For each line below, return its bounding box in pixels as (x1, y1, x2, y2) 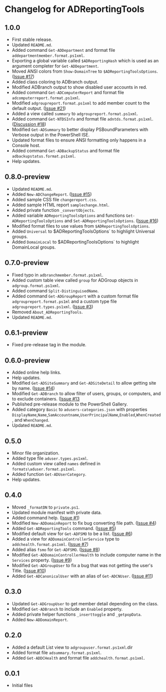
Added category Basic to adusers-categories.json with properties (11, 407, 148, 413)
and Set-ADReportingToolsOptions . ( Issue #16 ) (64, 218, 159, 224)
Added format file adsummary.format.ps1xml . (11, 649, 102, 656)
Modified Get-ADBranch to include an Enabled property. (11, 606, 123, 612)
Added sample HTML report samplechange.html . (11, 202, 110, 208)
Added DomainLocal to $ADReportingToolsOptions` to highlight (11, 239, 139, 245)
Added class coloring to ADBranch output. (11, 79, 99, 85)
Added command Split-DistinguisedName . (11, 287, 99, 293)
